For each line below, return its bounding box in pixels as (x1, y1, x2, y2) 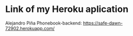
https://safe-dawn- (83, 20, 123, 26)
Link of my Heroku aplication (5, 3, 128, 15)
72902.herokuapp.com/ (5, 25, 55, 31)
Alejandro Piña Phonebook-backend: (5, 20, 82, 26)
